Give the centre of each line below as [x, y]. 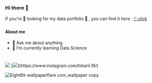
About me [15, 32]
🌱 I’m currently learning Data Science [49, 48]
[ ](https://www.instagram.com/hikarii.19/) [55, 65]
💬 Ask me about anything [37, 42]
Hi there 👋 [17, 8]
